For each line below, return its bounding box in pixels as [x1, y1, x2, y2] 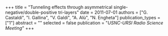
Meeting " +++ [5, 25, 34, 31]
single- [113, 4, 128, 10]
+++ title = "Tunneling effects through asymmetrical [5, 4, 113, 10]
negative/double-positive [5, 9, 57, 15]
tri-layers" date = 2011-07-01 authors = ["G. [58, 9, 148, 15]
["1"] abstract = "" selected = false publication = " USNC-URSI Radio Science [5, 20, 163, 26]
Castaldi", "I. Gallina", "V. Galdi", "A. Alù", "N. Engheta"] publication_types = [5, 15, 160, 20]
